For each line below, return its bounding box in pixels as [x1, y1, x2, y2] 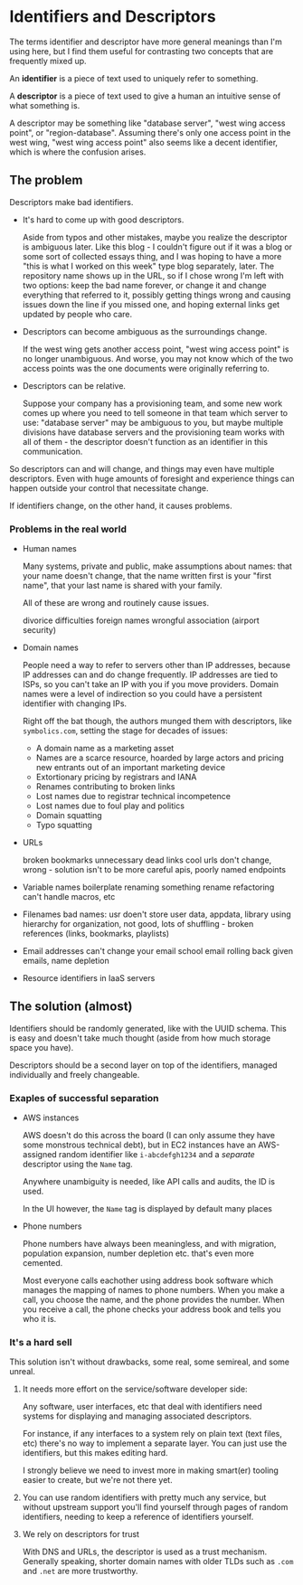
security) [22, 625, 57, 636]
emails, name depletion [22, 956, 110, 967]
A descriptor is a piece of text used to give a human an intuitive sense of [9, 90, 281, 101]
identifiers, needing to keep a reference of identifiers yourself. [22, 1512, 254, 1523]
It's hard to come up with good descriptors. [22, 214, 185, 225]
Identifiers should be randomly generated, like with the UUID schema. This [9, 1023, 287, 1033]
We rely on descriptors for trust [22, 1529, 140, 1540]
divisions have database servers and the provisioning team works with [22, 427, 285, 438]
